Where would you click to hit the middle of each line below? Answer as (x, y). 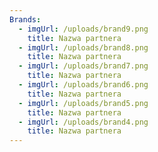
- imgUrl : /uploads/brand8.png (83, 47)
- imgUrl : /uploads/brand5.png (83, 103)
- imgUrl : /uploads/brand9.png (83, 29)
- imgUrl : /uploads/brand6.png (83, 85)
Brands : (25, 19)
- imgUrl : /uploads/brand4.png (83, 122)
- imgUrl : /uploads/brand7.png (83, 66)
